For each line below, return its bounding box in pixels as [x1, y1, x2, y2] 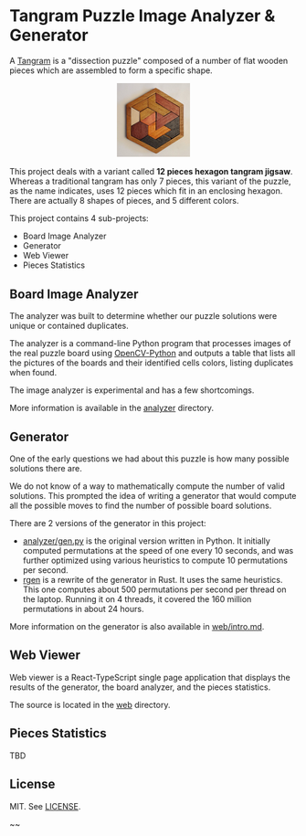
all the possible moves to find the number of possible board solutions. [9, 500, 272, 512]
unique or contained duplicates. [9, 321, 130, 332]
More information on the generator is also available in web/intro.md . [9, 621, 265, 632]
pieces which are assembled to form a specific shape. [9, 65, 213, 76]
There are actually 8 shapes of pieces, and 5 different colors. [9, 196, 239, 206]
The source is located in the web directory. [9, 699, 171, 710]
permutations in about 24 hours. [22, 604, 144, 615]
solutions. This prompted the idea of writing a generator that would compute [9, 491, 297, 502]
